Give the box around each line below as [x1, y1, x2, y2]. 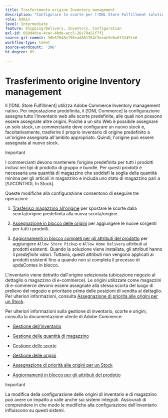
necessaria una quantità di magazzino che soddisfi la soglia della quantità [5, 170, 157, 176]
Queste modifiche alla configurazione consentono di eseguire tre [5, 190, 139, 196]
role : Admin [5, 17, 30, 22]
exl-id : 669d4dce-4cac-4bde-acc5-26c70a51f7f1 [5, 31, 104, 36]
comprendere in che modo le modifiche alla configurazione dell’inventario [5, 402, 157, 408]
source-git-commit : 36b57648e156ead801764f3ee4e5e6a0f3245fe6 [5, 36, 137, 41]
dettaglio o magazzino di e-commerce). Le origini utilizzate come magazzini [5, 277, 161, 284]
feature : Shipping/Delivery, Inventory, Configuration [5, 26, 122, 31]
